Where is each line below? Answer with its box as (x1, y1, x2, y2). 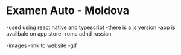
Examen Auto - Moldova (6, 4, 130, 18)
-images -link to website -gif (6, 42, 77, 49)
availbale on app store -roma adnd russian (6, 30, 112, 37)
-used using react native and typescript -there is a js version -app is (6, 24, 176, 31)
